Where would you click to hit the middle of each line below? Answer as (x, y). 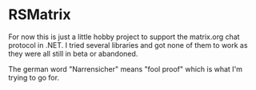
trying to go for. (34, 77)
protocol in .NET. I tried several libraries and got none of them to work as (128, 45)
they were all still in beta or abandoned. (73, 53)
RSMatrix (40, 15)
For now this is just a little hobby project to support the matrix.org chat (124, 37)
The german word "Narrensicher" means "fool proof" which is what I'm (125, 68)
